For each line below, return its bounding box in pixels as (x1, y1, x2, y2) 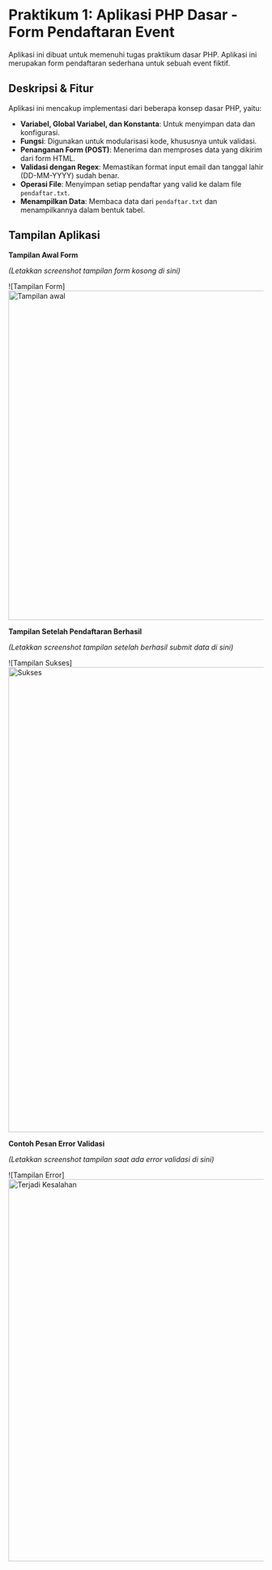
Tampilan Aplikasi (8, 228, 100, 242)
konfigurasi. (19, 127, 61, 137)
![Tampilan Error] (8, 1170, 65, 1180)
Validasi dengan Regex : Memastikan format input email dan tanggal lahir (19, 162, 264, 172)
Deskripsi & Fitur (8, 82, 95, 96)
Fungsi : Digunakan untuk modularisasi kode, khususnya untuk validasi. (19, 136, 257, 146)
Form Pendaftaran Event (8, 23, 176, 41)
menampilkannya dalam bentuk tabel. (19, 205, 146, 215)
